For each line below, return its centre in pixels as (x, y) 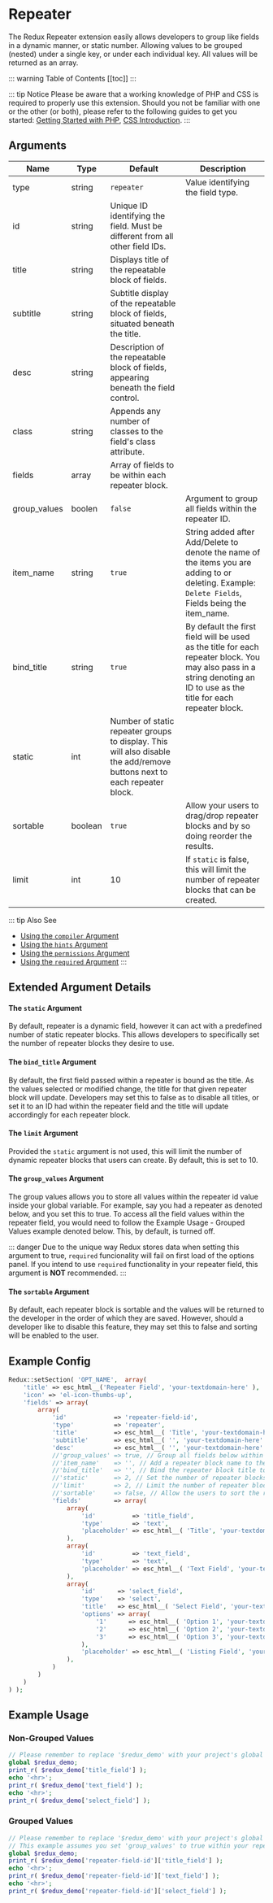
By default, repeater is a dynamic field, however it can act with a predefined (135, 1026)
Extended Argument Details (80, 988)
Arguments (38, 146)
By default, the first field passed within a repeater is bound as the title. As (131, 1080)
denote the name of (223, 552)
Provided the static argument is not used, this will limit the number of (125, 1151)
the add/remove (141, 761)
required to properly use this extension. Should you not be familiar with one (134, 102)
